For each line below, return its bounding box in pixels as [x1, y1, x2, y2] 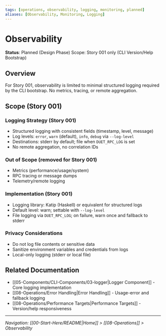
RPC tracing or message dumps [12, 173, 78, 179]
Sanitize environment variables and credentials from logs [12, 246, 128, 252]
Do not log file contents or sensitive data [12, 241, 95, 247]
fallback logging [12, 295, 45, 301]
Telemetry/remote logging [12, 178, 65, 184]
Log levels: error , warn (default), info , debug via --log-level [12, 133, 134, 139]
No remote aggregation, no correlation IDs [12, 144, 99, 150]
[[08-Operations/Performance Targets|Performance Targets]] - [12, 300, 141, 306]
